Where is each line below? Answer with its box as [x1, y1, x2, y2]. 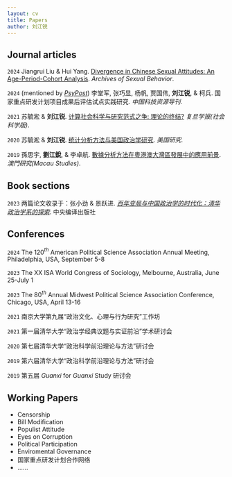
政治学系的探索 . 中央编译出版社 [7, 208, 96, 216]
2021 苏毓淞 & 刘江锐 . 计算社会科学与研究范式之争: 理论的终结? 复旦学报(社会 [7, 112, 225, 121]
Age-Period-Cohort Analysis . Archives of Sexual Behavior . [7, 74, 175, 83]
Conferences [7, 228, 65, 240]
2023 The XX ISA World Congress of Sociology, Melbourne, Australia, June [7, 269, 220, 277]
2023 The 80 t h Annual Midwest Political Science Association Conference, [7, 290, 215, 299]
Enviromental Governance [17, 447, 91, 455]
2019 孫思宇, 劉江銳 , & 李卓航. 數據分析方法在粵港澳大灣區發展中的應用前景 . [7, 151, 222, 159]
